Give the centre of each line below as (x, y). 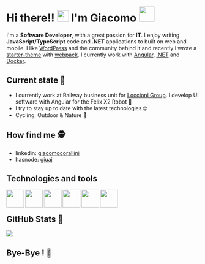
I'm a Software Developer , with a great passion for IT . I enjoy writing (93, 35)
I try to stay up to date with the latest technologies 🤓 (81, 108)
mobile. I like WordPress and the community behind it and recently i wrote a (102, 48)
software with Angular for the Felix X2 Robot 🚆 (73, 102)
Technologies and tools (52, 179)
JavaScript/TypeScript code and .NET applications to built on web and (96, 41)
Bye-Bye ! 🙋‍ (29, 253)
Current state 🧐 (36, 81)
